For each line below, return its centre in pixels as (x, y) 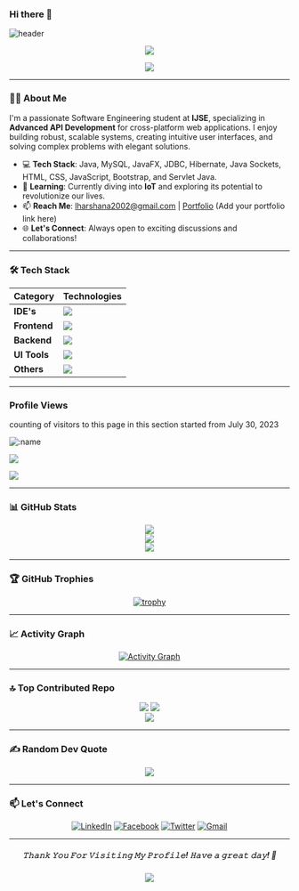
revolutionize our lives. (63, 196)
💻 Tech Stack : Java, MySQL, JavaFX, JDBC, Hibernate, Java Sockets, (152, 164)
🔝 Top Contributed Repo (62, 688)
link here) (40, 218)
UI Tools (31, 354)
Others (29, 369)
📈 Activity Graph (47, 634)
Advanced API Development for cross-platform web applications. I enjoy (143, 127)
